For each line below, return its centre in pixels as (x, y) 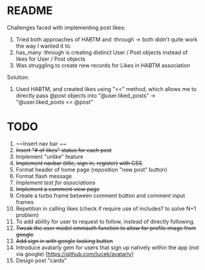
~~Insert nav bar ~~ (41, 144)
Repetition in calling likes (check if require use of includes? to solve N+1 (106, 208)
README (30, 11)
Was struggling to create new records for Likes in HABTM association (103, 65)
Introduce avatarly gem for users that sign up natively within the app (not (107, 247)
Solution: (18, 77)
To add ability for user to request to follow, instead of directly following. (105, 221)
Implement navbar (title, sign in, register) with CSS (79, 163)
